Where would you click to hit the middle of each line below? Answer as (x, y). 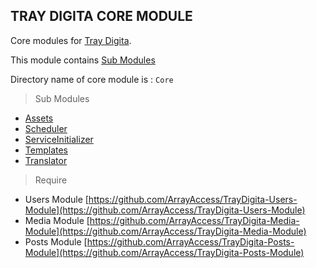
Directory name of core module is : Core (92, 79)
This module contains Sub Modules (83, 60)
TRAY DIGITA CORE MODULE (101, 16)
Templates (46, 150)
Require (51, 180)
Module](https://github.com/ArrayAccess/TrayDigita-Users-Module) (165, 210)
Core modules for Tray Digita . (71, 40)
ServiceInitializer (59, 139)
